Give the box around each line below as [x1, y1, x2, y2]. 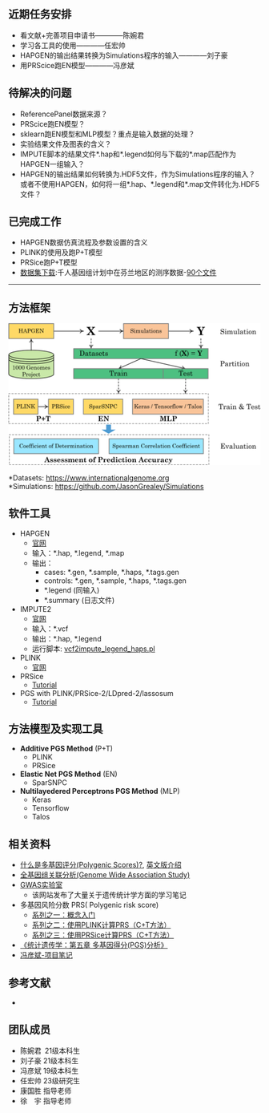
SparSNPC [31, 778, 68, 787]
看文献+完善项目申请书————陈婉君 [19, 30, 145, 40]
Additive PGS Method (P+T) [19, 744, 114, 754]
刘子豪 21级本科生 [19, 1055, 78, 1065]
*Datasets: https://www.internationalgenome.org [8, 472, 170, 483]
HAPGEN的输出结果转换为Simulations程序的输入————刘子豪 [19, 51, 228, 60]
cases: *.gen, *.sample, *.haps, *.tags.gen [43, 567, 180, 577]
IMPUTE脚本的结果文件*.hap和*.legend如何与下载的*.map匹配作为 [19, 149, 236, 159]
